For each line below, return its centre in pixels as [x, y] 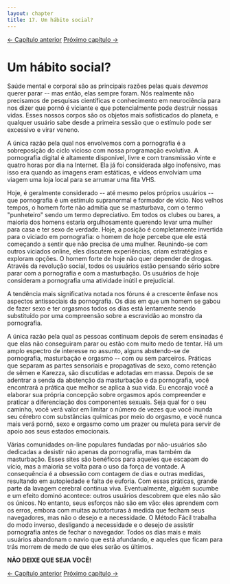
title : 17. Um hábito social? [50, 20]
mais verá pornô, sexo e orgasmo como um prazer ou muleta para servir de [114, 424]
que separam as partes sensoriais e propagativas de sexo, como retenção [112, 366]
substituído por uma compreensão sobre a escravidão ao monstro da [105, 316]
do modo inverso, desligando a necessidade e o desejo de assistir [101, 525]
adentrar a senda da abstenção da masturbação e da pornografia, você [108, 380]
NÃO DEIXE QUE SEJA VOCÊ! [49, 560]
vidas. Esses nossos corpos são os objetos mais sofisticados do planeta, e [113, 115]
